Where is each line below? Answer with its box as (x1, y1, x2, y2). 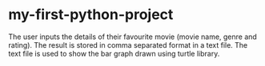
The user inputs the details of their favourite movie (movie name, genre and (8, 32, 258, 41)
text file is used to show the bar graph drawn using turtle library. (8, 49, 220, 58)
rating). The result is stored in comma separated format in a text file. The (8, 40, 248, 49)
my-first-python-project (8, 6, 174, 24)
